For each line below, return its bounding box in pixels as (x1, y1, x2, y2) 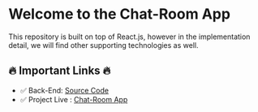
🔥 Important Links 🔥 (8, 64, 111, 78)
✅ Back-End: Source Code (19, 85, 110, 95)
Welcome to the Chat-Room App (8, 5, 231, 24)
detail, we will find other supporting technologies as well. (8, 40, 199, 50)
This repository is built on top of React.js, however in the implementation (8, 32, 251, 41)
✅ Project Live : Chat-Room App (19, 94, 128, 104)
